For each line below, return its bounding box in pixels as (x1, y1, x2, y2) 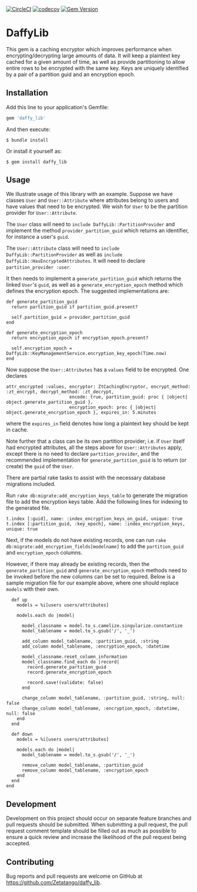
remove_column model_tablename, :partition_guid (21, 762, 143, 769)
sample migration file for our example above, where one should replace (6, 579, 179, 587)
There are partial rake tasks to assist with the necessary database (6, 474, 166, 481)
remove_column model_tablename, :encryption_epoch (21, 767, 149, 773)
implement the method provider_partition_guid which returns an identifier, (6, 227, 189, 234)
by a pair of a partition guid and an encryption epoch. (6, 71, 135, 78)
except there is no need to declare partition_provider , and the (6, 450, 159, 458)
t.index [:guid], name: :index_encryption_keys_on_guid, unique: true (6, 516, 183, 522)
